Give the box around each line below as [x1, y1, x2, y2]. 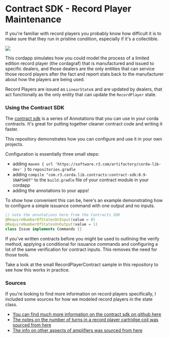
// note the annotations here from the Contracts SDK [5, 213, 121, 218]
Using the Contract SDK [5, 104, 64, 111]
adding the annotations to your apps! [12, 187, 89, 194]
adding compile [12, 172, 44, 178]
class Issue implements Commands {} [5, 226, 82, 232]
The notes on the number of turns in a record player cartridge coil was [12, 317, 158, 323]
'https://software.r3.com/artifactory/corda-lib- [55, 162, 161, 167]
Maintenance [5, 14, 62, 25]
